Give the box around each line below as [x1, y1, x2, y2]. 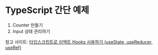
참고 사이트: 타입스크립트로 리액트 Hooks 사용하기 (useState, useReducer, [5, 38, 152, 45]
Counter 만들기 [12, 22, 43, 28]
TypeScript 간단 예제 [5, 4, 90, 16]
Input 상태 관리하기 [12, 28, 50, 34]
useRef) [5, 44, 22, 50]
